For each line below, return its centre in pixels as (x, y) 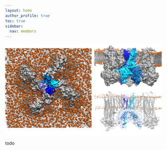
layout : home (19, 10)
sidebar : (14, 26)
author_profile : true (28, 16)
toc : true (15, 21)
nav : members (23, 31)
